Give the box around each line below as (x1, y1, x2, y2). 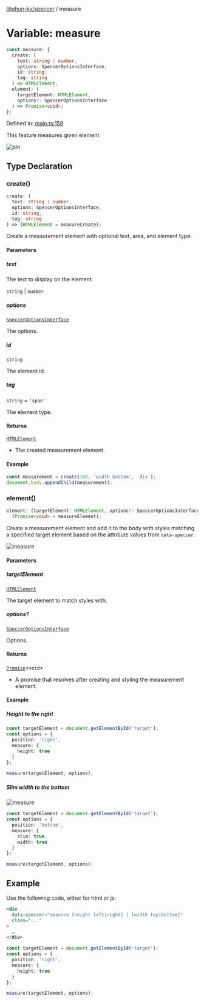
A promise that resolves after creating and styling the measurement (15, 676, 184, 683)
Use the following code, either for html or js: (6, 894, 117, 902)
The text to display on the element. (6, 275, 93, 282)
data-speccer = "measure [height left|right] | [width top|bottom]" (12, 911, 183, 918)
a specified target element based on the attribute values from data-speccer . (6, 531, 195, 538)
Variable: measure (6, 27, 101, 40)
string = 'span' (6, 396, 46, 404)
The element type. (6, 408, 52, 416)
